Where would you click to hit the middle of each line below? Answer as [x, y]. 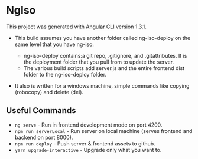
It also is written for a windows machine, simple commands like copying [102, 85]
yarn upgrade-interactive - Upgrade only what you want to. [88, 150]
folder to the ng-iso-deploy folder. [65, 74]
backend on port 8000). [44, 137]
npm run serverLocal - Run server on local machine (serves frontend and [103, 131]
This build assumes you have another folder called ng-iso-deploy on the [103, 38]
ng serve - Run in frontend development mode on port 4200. [88, 125]
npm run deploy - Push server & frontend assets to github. [85, 143]
